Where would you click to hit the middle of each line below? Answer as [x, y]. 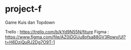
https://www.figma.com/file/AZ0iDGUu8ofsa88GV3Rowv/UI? [65, 37]
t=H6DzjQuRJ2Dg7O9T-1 [30, 42]
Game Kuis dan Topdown [30, 22]
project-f [23, 9]
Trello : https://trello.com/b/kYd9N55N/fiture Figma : [57, 32]
